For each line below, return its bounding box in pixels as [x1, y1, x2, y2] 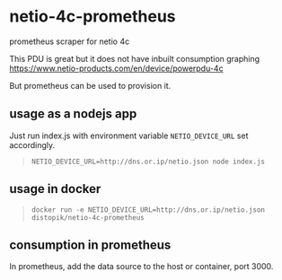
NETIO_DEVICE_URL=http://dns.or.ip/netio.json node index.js [31, 157, 266, 166]
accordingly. [9, 139, 56, 150]
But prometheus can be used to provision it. [9, 80, 172, 91]
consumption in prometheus [9, 237, 172, 252]
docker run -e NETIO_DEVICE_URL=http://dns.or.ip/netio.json [31, 205, 266, 214]
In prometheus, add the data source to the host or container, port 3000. [9, 261, 274, 272]
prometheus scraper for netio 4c [9, 36, 130, 47]
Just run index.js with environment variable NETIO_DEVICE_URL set [9, 130, 249, 141]
